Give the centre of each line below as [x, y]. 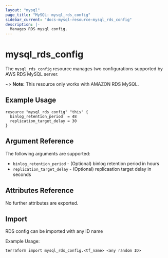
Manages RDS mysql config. [39, 29]
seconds [22, 174]
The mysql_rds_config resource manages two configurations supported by [84, 69]
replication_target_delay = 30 [43, 121]
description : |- [23, 24]
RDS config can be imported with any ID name [54, 231]
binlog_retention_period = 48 [43, 116]
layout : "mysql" [23, 10]
